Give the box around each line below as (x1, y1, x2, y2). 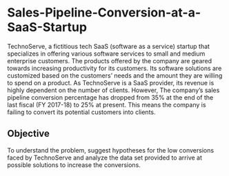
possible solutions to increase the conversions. (7, 160, 141, 169)
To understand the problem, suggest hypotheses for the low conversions (7, 146, 215, 154)
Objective (7, 128, 50, 140)
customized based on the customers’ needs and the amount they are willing (7, 71, 223, 80)
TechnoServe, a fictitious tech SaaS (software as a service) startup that (7, 42, 210, 50)
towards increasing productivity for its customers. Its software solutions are (7, 64, 222, 72)
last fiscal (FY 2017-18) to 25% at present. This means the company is (7, 100, 206, 109)
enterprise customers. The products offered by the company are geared (7, 56, 212, 65)
